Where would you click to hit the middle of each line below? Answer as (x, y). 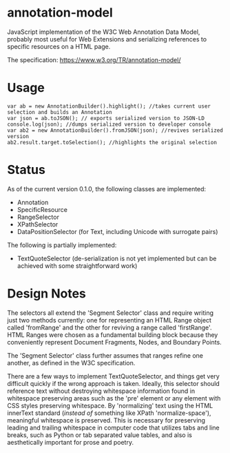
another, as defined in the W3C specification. (71, 363)
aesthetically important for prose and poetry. (71, 442)
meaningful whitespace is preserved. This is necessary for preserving (106, 420)
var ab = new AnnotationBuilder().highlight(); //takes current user (109, 106)
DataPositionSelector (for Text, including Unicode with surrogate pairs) (117, 231)
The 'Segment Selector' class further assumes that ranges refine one (105, 355)
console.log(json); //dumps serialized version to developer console (109, 124)
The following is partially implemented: (62, 245)
